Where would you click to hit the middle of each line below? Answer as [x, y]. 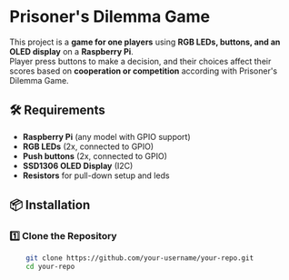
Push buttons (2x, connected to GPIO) [95, 155]
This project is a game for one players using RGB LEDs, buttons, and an [145, 42]
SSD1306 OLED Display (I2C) [78, 165]
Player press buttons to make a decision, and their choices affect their [140, 61]
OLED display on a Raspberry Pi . [71, 51]
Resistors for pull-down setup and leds [96, 175]
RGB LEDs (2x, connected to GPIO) [88, 146]
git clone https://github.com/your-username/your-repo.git [140, 258]
